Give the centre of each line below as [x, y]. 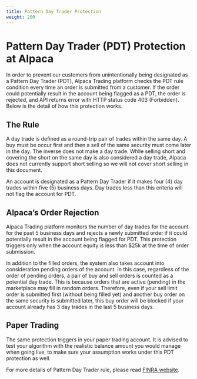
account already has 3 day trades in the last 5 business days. [80, 307]
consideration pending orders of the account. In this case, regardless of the [98, 270]
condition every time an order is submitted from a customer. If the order [93, 87]
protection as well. [29, 358]
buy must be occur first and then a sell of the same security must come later [99, 145]
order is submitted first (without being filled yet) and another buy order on [96, 294]
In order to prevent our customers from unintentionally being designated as [97, 75]
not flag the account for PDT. [41, 194]
